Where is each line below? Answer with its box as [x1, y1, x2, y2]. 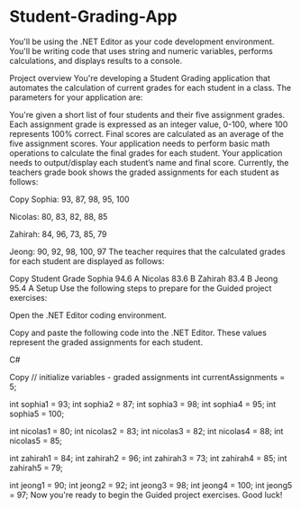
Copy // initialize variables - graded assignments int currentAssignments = [9, 371, 286, 382]
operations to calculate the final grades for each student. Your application [9, 147, 283, 159]
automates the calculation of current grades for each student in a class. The [9, 82, 291, 93]
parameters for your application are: [9, 92, 143, 103]
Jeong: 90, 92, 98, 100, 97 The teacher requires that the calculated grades [9, 246, 286, 257]
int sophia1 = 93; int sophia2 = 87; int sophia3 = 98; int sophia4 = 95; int [9, 398, 277, 409]
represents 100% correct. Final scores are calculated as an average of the [9, 128, 284, 139]
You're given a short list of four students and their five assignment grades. [9, 109, 286, 120]
